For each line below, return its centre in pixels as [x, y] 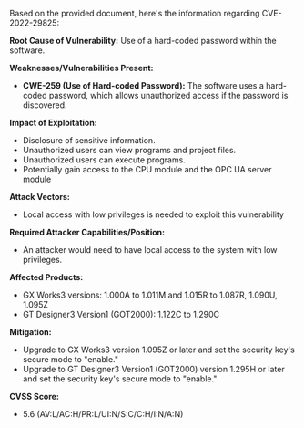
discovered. [45, 105]
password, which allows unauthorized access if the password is [168, 95]
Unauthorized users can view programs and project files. [129, 150]
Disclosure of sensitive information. [89, 140]
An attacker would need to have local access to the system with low [150, 250]
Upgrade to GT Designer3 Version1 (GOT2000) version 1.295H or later [153, 369]
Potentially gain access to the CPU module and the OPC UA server [147, 169]
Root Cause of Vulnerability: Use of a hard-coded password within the [143, 41]
